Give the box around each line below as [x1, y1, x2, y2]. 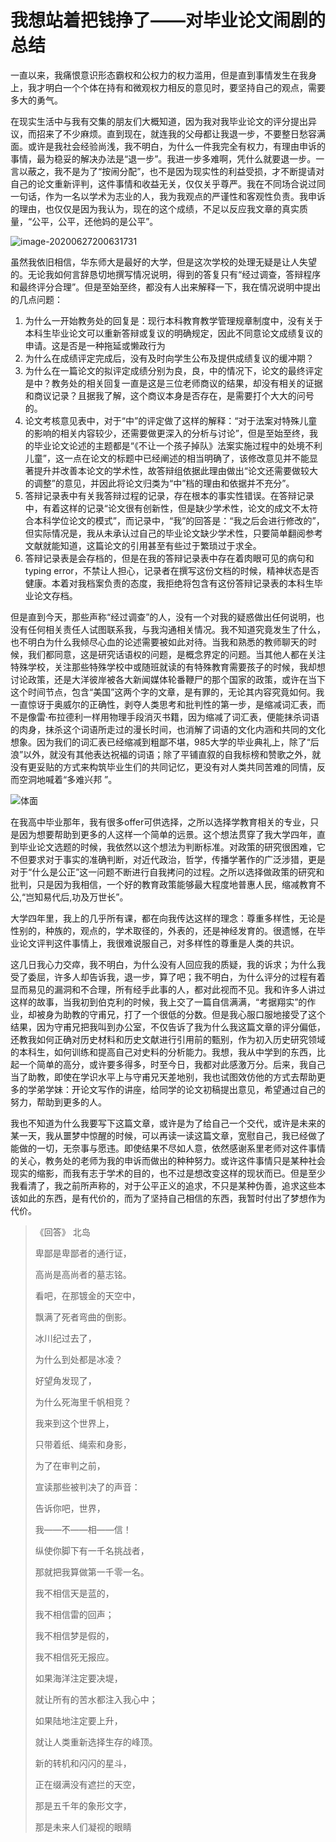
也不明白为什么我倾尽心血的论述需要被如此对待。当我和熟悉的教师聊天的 [10, 636, 308, 648]
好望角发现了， [34, 1374, 97, 1386]
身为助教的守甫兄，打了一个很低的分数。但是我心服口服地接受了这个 [44, 1008, 326, 1020]
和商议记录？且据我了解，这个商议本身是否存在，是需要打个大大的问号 [24, 389, 315, 401]
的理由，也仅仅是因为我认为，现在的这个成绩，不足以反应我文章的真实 [10, 202, 300, 215]
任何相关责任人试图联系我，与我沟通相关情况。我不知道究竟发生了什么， [27, 623, 326, 635]
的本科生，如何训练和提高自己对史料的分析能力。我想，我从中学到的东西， [10, 1046, 317, 1058]
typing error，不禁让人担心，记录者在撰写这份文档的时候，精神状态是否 [24, 564, 320, 576]
